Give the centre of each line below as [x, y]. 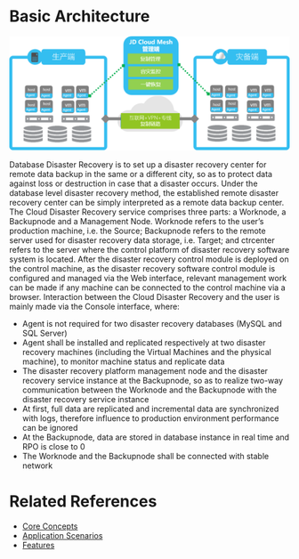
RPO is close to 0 [53, 446]
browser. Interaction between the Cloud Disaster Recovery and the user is [145, 296]
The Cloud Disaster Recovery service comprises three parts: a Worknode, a [148, 212]
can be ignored [50, 427]
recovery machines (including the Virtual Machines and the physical [146, 352]
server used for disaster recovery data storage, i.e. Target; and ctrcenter [142, 240]
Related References [83, 501]
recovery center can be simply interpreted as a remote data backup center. [147, 202]
